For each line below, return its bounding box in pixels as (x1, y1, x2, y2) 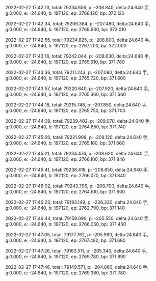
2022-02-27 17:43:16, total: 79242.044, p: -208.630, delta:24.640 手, (5, 53, 150, 59)
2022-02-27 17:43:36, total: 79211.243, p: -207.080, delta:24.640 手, (5, 69, 149, 75)
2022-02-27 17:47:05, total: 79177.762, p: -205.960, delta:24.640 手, (5, 232, 149, 238)
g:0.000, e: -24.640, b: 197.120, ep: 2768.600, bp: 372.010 (5, 26, 126, 32)
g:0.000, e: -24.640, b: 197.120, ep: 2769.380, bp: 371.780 (5, 270, 126, 276)
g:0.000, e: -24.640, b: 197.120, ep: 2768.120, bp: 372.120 (5, 10, 125, 16)
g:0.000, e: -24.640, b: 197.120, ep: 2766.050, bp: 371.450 (5, 221, 126, 227)
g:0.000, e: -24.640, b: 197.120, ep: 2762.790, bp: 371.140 (5, 205, 125, 211)
